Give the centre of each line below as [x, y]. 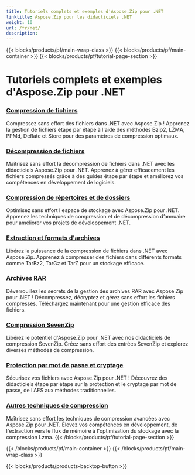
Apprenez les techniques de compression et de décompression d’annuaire [96, 217]
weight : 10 [19, 22]
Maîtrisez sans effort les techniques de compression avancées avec [88, 418]
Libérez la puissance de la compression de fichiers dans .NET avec [87, 251]
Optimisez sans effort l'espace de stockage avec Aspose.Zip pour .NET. [93, 210]
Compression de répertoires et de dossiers [68, 197]
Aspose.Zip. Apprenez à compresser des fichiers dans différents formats [94, 257]
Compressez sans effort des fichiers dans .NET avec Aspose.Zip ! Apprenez [98, 123]
